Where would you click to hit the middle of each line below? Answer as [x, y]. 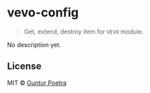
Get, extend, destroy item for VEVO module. [84, 31]
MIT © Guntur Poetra [37, 83]
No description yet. [34, 44]
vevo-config [43, 13]
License [24, 66]
